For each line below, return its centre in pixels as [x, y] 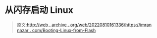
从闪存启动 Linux [39, 10]
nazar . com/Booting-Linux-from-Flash [56, 30]
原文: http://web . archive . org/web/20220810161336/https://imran [84, 25]
